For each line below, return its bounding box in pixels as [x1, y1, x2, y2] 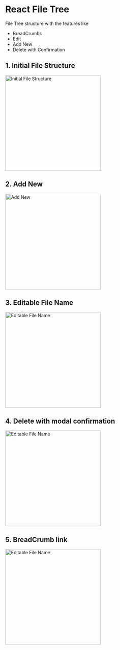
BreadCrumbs [12, 30, 42, 36]
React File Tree [5, 4, 70, 15]
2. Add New [5, 180, 43, 189]
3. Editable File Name [5, 298, 74, 307]
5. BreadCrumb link [5, 535, 68, 544]
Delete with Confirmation [12, 46, 65, 53]
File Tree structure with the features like [5, 20, 89, 27]
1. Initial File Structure [5, 61, 75, 70]
